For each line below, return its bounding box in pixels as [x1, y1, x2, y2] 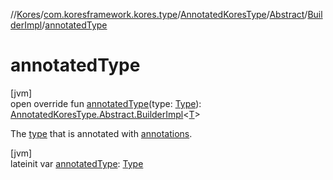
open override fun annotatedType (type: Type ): [10, 97, 202, 109]
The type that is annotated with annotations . [10, 127, 193, 139]
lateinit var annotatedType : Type [10, 157, 144, 169]
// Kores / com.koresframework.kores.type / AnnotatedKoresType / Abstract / [10, 9, 308, 20]
